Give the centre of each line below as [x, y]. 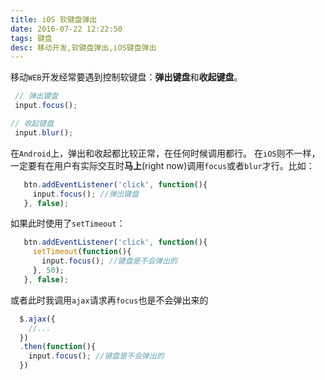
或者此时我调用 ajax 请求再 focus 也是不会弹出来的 [109, 300]
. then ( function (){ [58, 347]
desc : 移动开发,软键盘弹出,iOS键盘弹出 [83, 47]
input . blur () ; [44, 132]
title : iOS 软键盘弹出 [54, 19]
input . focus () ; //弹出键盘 [86, 194]
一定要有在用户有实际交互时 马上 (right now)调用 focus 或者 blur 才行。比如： [162, 165]
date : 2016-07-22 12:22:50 [66, 29]
